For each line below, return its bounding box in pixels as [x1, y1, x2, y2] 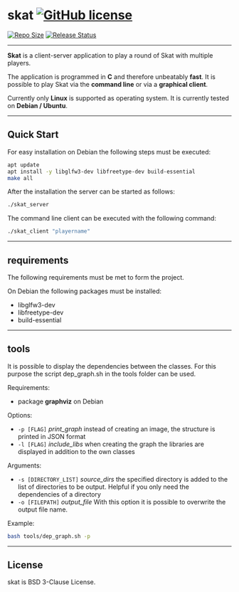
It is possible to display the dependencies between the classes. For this [7, 361, 217, 370]
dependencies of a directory [17, 490, 102, 498]
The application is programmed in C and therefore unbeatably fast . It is [7, 72, 216, 81]
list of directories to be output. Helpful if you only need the [17, 482, 190, 491]
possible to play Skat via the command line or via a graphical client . [7, 80, 208, 88]
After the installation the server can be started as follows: [7, 187, 176, 196]
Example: [7, 519, 35, 527]
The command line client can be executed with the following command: [7, 214, 217, 223]
